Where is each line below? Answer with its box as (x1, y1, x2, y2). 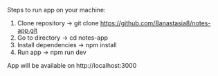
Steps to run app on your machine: (7, 6, 106, 14)
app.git (17, 27, 38, 34)
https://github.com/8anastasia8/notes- (100, 19, 211, 27)
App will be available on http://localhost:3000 (7, 62, 137, 69)
